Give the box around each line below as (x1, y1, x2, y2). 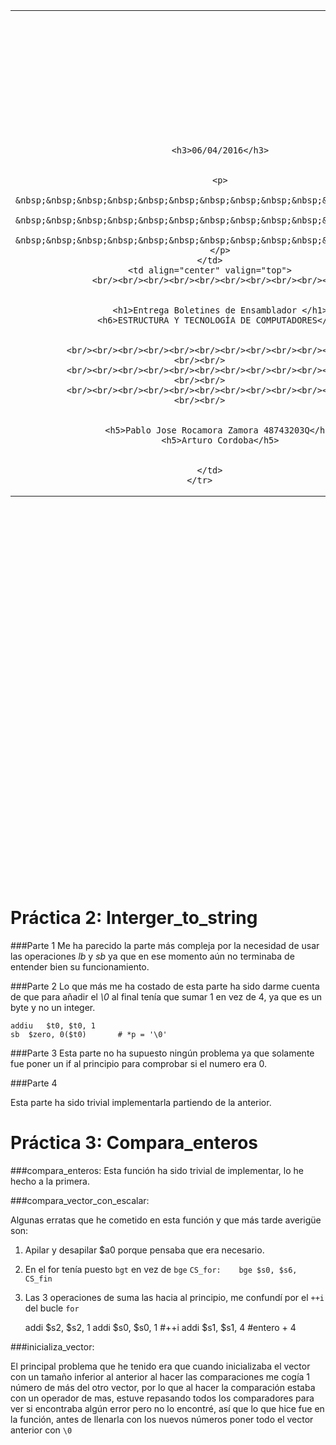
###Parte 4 (10, 1077, 58, 1089)
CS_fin (24, 1274, 53, 1284)
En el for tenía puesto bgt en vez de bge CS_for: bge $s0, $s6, (24, 1263, 298, 1275)
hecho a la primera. (10, 1175, 90, 1187)
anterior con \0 (10, 1424, 73, 1436)
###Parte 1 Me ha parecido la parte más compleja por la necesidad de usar (10, 939, 320, 951)
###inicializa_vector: (10, 1340, 95, 1353)
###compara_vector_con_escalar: (10, 1194, 150, 1206)
